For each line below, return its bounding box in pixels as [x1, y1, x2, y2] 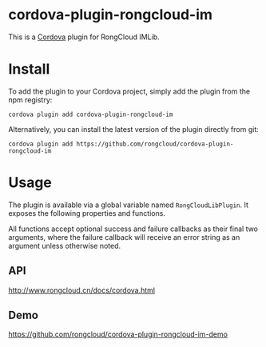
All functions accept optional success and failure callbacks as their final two [8, 224, 258, 233]
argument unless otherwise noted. [8, 241, 121, 250]
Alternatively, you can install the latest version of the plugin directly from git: [8, 124, 260, 134]
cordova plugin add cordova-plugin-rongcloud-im [8, 110, 173, 118]
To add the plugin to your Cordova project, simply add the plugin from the [8, 86, 250, 96]
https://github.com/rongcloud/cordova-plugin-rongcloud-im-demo [8, 329, 228, 339]
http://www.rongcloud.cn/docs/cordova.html [8, 285, 156, 295]
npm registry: [8, 94, 53, 105]
